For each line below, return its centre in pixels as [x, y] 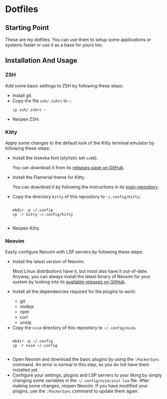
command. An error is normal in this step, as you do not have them [81, 365]
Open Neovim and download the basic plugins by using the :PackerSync [86, 359]
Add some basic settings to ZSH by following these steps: [64, 85]
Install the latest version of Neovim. [49, 262]
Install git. [22, 95]
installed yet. [25, 370]
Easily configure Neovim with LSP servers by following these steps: [74, 252]
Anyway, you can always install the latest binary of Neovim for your [81, 277]
